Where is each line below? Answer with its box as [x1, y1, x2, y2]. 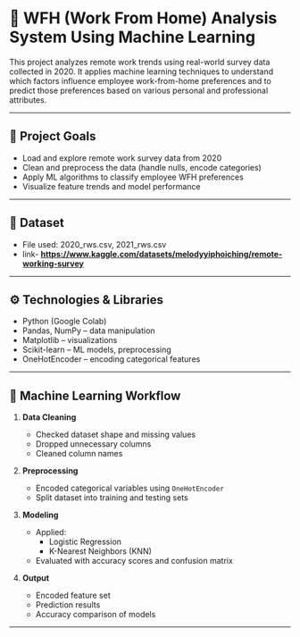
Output [21, 573, 50, 583]
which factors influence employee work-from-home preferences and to [9, 75, 272, 86]
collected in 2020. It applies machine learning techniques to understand [9, 66, 274, 77]
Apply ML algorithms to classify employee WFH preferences [21, 172, 244, 182]
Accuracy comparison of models [35, 609, 156, 620]
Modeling [21, 509, 59, 521]
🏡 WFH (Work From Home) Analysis [9, 8, 278, 29]
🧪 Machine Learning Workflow [9, 388, 181, 403]
